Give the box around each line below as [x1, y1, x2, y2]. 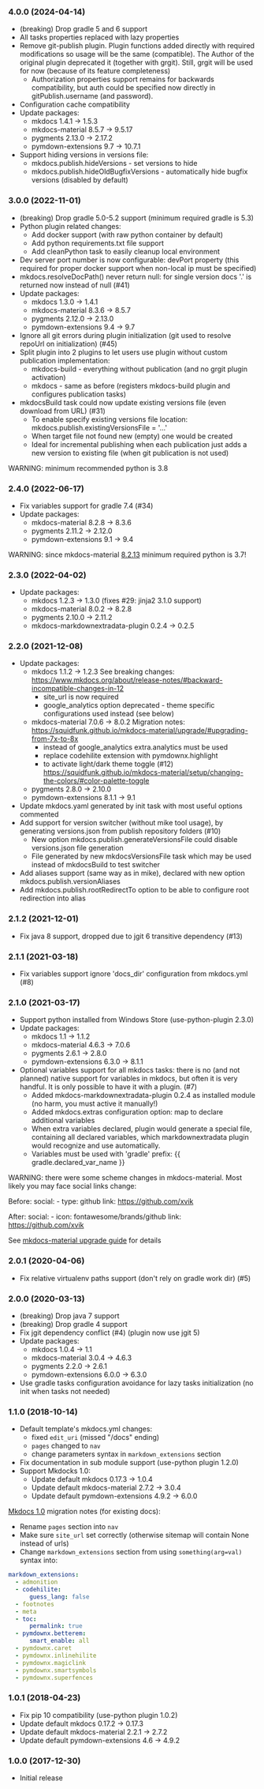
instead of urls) [19, 1539, 69, 1548]
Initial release [19, 1772, 63, 1783]
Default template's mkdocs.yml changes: [19, 1424, 152, 1434]
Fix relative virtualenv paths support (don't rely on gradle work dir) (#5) [19, 1273, 251, 1283]
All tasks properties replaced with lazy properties [19, 32, 180, 42]
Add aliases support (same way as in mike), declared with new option [19, 868, 246, 878]
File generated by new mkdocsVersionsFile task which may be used [31, 851, 252, 861]
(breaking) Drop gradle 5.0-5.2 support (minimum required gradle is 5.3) [19, 212, 255, 223]
